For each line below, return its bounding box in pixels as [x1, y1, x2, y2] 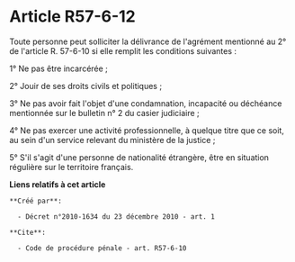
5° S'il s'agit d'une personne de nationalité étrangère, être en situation [9, 151, 270, 163]
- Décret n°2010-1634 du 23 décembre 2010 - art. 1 [17, 212, 216, 221]
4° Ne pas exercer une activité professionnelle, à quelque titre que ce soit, [9, 124, 285, 136]
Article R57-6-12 [9, 6, 137, 27]
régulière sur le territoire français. [9, 161, 134, 172]
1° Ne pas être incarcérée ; [9, 63, 108, 74]
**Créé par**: [9, 196, 63, 205]
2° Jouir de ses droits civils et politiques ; [9, 80, 163, 91]
